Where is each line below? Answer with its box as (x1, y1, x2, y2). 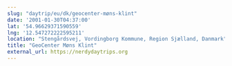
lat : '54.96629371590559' (7, 23, 81, 30)
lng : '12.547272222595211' (7, 29, 85, 36)
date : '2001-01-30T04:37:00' (7, 16, 91, 23)
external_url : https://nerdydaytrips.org (7, 49, 128, 56)
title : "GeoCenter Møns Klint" (7, 42, 97, 49)
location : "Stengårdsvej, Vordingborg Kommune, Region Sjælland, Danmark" (7, 36, 227, 43)
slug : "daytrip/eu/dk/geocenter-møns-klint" (7, 10, 137, 17)
